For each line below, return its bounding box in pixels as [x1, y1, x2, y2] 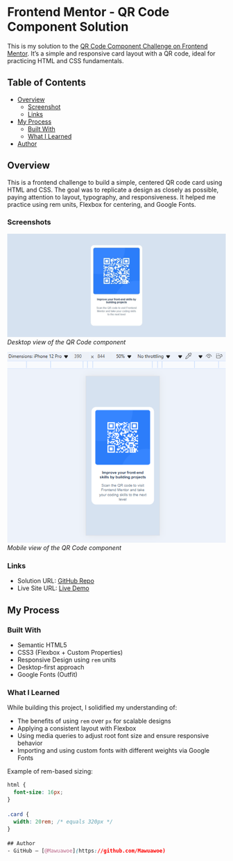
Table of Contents [7, 77, 87, 89]
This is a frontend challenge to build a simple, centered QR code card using [7, 178, 223, 186]
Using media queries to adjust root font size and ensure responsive [17, 732, 209, 740]
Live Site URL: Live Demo [17, 584, 89, 592]
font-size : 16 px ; [13, 789, 64, 796]
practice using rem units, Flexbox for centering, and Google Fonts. [7, 200, 196, 208]
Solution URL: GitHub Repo [17, 577, 95, 585]
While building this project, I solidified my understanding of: [7, 703, 178, 712]
